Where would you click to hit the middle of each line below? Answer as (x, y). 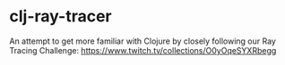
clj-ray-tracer (60, 16)
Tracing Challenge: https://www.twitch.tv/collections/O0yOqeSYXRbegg (143, 50)
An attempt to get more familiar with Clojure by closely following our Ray (142, 41)
